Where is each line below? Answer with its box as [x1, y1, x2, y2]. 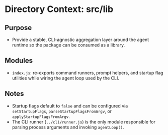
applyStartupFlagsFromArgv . [12, 113, 70, 119]
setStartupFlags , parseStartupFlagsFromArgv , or [12, 108, 112, 114]
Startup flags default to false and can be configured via [12, 102, 128, 108]
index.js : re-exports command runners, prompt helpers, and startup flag [12, 69, 163, 75]
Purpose [5, 23, 32, 32]
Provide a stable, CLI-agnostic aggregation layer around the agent [12, 36, 149, 42]
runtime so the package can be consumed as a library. [12, 42, 125, 48]
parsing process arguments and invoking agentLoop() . [12, 124, 124, 130]
